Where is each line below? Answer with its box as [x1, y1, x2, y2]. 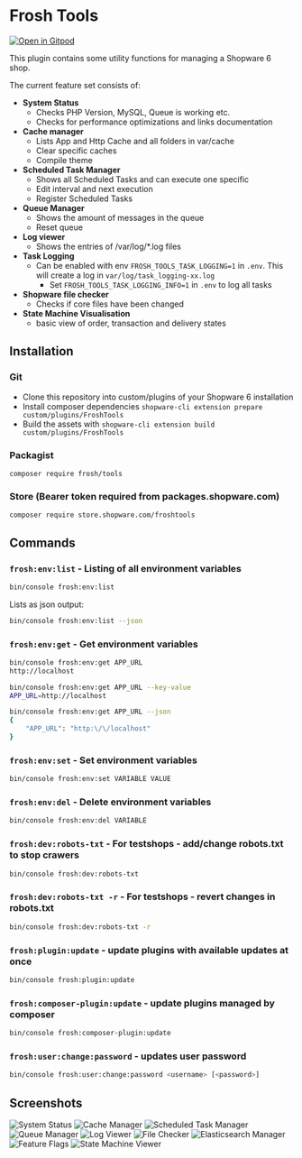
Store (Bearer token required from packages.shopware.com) [9, 490, 280, 502]
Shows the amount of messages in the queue [35, 212, 205, 223]
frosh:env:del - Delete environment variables [9, 795, 212, 808]
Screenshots [9, 1095, 83, 1110]
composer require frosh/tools [9, 469, 124, 478]
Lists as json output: [9, 599, 84, 610]
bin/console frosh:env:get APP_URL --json [9, 707, 171, 717]
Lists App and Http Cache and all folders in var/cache [35, 135, 234, 146]
